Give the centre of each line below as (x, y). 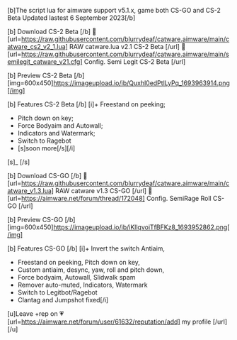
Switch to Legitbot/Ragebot (57, 292)
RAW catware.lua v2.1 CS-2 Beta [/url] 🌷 (128, 46)
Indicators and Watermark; (56, 133)
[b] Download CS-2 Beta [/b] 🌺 (52, 32)
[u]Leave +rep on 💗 (36, 314)
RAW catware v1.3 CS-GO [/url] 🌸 (104, 191)
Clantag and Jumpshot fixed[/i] (63, 300)
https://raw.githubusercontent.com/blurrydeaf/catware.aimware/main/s (125, 54)
